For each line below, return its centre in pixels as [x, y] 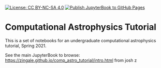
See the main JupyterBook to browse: [43, 55]
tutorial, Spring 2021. [26, 46]
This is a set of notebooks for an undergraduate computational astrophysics [80, 40]
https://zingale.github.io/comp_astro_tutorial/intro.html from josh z [71, 60]
